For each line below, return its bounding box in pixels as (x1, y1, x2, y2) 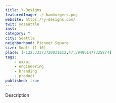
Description (5, 92, 29, 98)
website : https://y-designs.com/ (5, 17, 76, 22)
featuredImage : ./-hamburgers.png (5, 12, 78, 17)
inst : (5, 26, 17, 31)
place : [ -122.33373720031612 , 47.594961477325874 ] (5, 50, 112, 55)
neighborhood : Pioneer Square (5, 41, 69, 46)
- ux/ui (14, 59, 30, 64)
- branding (14, 69, 37, 74)
